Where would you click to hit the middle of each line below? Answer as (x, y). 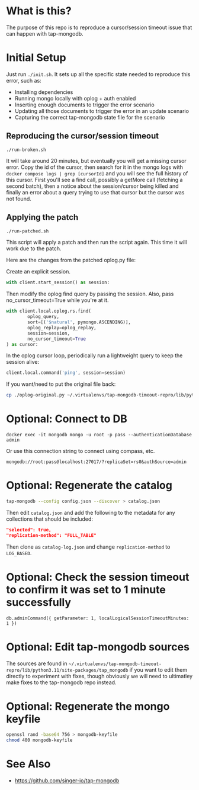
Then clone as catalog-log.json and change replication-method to (88, 547)
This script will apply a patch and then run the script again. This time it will (97, 243)
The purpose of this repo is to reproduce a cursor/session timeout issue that (99, 27)
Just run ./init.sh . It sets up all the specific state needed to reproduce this (98, 74)
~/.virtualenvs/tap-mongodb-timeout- (115, 664)
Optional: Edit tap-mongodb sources (98, 647)
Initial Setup (36, 58)
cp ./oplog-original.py (36, 395)
